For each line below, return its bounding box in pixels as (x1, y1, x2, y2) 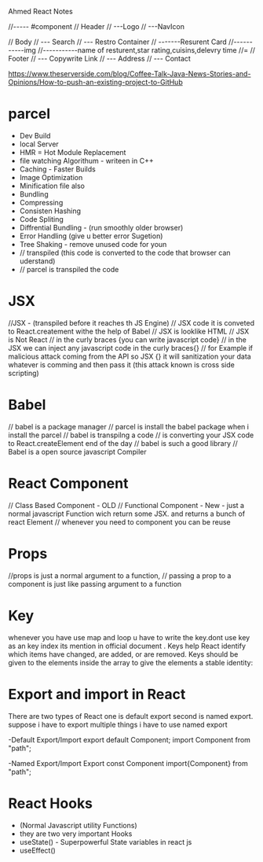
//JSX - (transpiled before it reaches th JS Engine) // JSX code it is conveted (8, 318, 255, 327)
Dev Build (19, 131, 51, 140)
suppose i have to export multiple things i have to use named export (8, 720, 228, 729)
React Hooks (8, 794, 93, 812)
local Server (19, 139, 59, 149)
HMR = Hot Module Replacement (19, 147, 126, 157)
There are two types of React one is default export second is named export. (8, 711, 254, 720)
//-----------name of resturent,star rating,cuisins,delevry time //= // (38, 46, 255, 54)
